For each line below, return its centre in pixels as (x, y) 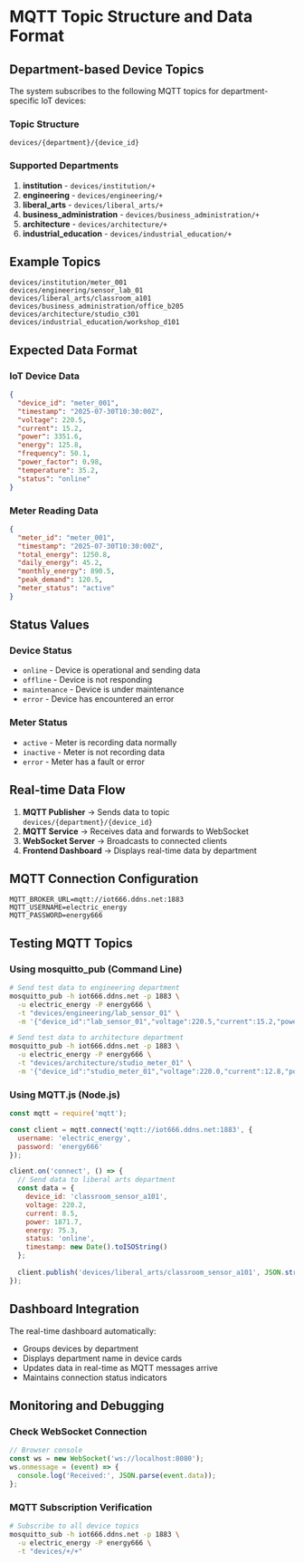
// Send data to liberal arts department (97, 1180)
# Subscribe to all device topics (75, 1526)
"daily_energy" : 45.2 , (60, 563)
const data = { (46, 1188)
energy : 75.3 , (52, 1230)
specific (24, 101)
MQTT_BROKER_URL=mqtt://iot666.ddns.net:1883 (96, 900)
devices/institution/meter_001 (68, 283)
